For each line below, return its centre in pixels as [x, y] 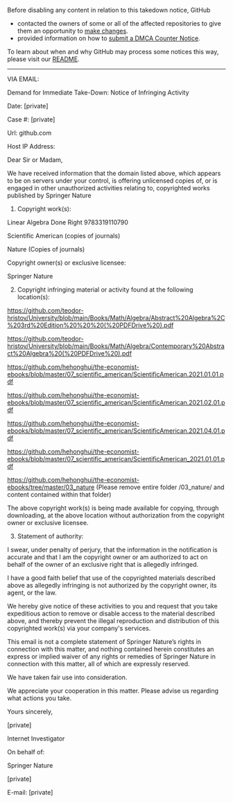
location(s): [33, 297]
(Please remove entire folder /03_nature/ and [160, 487]
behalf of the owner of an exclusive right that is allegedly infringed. [103, 564]
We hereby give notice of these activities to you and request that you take [113, 606]
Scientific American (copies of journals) [64, 236]
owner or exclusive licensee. [48, 523]
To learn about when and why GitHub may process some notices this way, [113, 52]
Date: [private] [28, 106]
